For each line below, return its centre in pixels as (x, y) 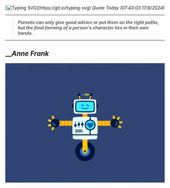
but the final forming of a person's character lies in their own (83, 28)
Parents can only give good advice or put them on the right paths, (88, 22)
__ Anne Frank (27, 54)
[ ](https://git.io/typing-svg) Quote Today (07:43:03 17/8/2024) (85, 8)
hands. (25, 33)
